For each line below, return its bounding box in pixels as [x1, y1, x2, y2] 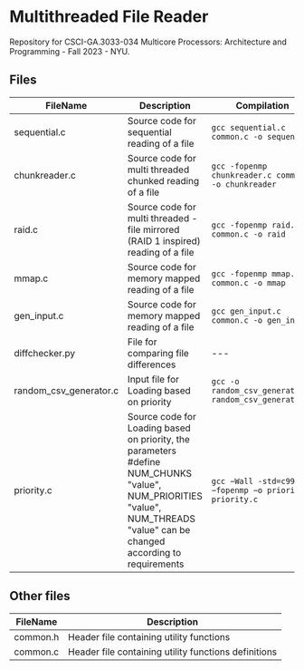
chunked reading [127, 174, 200, 187]
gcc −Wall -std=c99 [211, 476, 296, 486]
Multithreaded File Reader [9, 6, 209, 27]
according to [127, 546, 182, 558]
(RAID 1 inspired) [127, 234, 201, 247]
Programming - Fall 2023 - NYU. [9, 45, 130, 56]
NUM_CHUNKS [127, 467, 193, 480]
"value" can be [127, 523, 191, 536]
